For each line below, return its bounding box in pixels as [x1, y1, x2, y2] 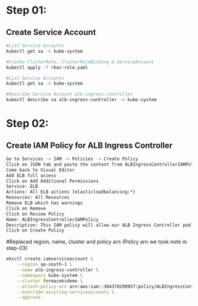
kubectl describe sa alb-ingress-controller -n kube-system [6, 97, 157, 103]
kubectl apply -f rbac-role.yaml [6, 65, 88, 70]
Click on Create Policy [6, 227, 65, 234]
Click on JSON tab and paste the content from [6, 161, 123, 168]
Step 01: [6, 4, 47, 17]
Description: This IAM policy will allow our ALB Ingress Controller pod [6, 222, 192, 228]
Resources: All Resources [6, 195, 70, 201]
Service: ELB [6, 183, 38, 189]
